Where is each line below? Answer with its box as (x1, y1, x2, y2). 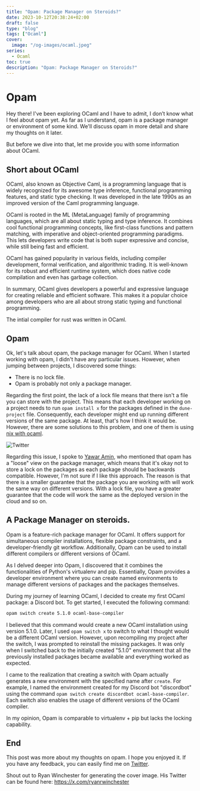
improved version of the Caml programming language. (6, 200, 139, 207)
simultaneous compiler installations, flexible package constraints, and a (6, 537, 182, 544)
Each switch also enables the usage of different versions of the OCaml (6, 696, 180, 704)
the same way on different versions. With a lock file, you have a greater (6, 485, 181, 492)
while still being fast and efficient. (6, 243, 89, 250)
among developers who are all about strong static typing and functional (6, 298, 182, 306)
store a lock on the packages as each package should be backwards (6, 466, 176, 473)
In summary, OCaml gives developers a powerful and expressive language (6, 285, 189, 292)
